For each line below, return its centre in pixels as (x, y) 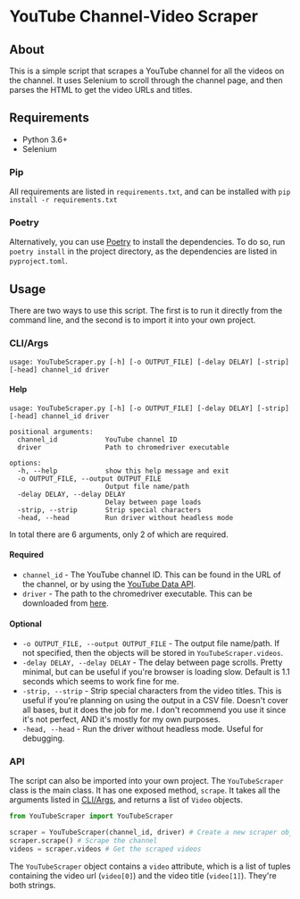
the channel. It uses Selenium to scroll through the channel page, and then (146, 80)
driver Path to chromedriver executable (123, 447)
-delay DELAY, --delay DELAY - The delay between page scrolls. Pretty (152, 662)
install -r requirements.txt (63, 200)
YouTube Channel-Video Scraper (134, 17)
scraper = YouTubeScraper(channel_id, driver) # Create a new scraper (143, 833)
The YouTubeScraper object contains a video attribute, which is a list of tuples (150, 866)
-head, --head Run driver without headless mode (125, 517)
